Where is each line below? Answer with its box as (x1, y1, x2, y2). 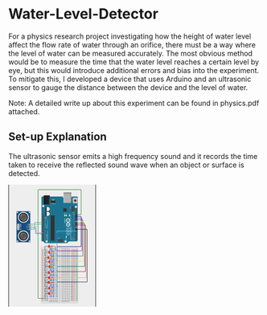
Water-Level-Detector (8, 5, 159, 23)
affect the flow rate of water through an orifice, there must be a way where (8, 39, 256, 49)
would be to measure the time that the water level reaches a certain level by (8, 57, 260, 67)
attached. (8, 106, 40, 117)
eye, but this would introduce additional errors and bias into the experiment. (8, 65, 260, 75)
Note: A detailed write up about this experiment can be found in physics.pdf (8, 98, 260, 108)
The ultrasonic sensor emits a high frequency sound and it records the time (8, 151, 258, 161)
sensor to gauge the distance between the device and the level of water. (8, 82, 249, 92)
